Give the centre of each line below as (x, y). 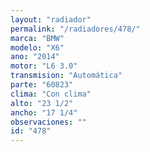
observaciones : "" (48, 122)
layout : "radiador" (51, 19)
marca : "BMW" (37, 38)
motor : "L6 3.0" (44, 66)
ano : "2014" (35, 57)
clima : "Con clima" (51, 94)
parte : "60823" (42, 85)
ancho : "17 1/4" (44, 112)
